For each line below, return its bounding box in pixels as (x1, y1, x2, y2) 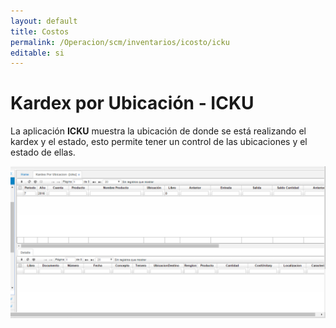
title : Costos (10, 26, 70, 37)
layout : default (10, 16, 78, 26)
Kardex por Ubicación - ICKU (10, 92, 255, 115)
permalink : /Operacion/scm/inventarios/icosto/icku (10, 37, 230, 47)
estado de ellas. (10, 146, 76, 159)
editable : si (10, 48, 65, 58)
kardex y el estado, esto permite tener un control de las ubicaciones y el (10, 136, 308, 148)
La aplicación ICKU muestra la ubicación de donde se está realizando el (10, 125, 307, 137)
